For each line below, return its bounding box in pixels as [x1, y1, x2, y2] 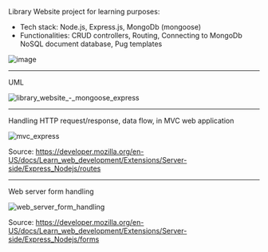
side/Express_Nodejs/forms [8, 234, 100, 244]
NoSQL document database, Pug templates [19, 39, 163, 49]
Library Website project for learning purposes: [8, 7, 160, 16]
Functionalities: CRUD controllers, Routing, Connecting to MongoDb [19, 31, 242, 40]
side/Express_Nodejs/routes [8, 163, 101, 173]
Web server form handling [8, 187, 94, 196]
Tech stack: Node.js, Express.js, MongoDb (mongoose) [19, 22, 202, 31]
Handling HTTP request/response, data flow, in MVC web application [8, 116, 235, 125]
